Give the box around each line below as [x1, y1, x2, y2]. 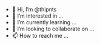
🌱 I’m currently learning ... [12, 19, 77, 26]
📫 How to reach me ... [12, 32, 68, 39]
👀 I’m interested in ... [12, 12, 64, 19]
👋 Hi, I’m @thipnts [12, 6, 57, 13]
